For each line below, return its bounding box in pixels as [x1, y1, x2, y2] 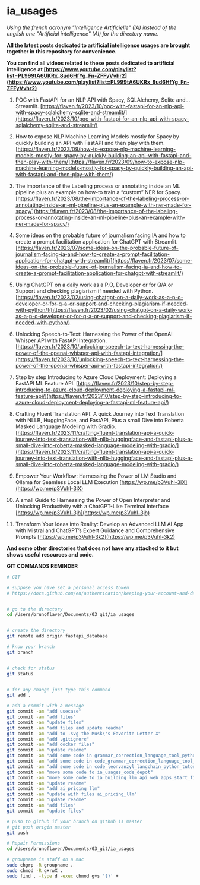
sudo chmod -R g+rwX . [7, 867, 63, 874]
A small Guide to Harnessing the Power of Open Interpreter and [15, 496, 171, 503]
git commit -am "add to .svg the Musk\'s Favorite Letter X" [7, 731, 161, 737]
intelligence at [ [7, 65, 46, 72]
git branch [7, 649, 34, 655]
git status [7, 671, 34, 677]
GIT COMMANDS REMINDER [7, 562, 78, 570]
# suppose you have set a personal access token [7, 584, 129, 590]
